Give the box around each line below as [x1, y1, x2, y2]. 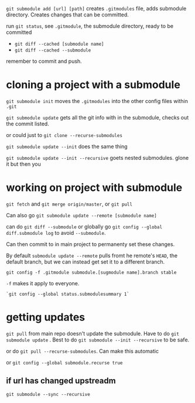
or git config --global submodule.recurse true [6, 358, 123, 366]
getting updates [6, 310, 85, 324]
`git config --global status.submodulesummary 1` [6, 291, 130, 297]
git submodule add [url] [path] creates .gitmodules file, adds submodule [6, 5, 187, 12]
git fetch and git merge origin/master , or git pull [6, 200, 133, 207]
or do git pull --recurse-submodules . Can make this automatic [6, 347, 159, 354]
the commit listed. [6, 120, 50, 127]
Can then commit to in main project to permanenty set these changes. [6, 240, 175, 248]
